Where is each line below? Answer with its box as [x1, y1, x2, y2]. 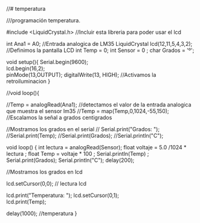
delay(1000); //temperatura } [6, 210, 77, 217]
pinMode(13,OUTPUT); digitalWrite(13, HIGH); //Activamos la [6, 71, 156, 78]
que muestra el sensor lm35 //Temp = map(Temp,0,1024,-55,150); [6, 108, 169, 114]
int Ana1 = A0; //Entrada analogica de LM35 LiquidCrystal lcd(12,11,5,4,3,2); [6, 40, 193, 47]
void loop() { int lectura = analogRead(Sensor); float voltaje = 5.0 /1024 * [6, 144, 187, 150]
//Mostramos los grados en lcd [6, 169, 83, 175]
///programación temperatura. [6, 17, 80, 24]
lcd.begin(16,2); [6, 65, 45, 72]
